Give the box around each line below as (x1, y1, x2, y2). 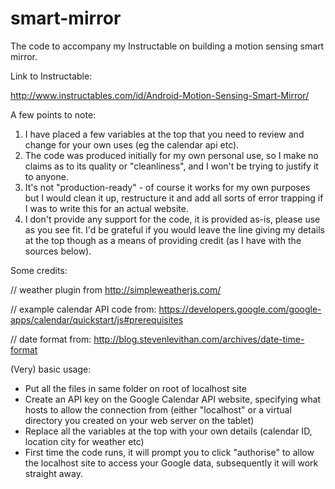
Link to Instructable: (10, 70, 93, 82)
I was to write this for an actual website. (24, 202, 189, 214)
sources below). (24, 245, 92, 257)
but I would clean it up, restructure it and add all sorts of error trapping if (24, 192, 324, 204)
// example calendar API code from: (10, 303, 157, 315)
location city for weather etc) (24, 435, 145, 447)
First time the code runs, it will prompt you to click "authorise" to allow (24, 446, 315, 458)
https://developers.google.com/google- (158, 303, 322, 315)
